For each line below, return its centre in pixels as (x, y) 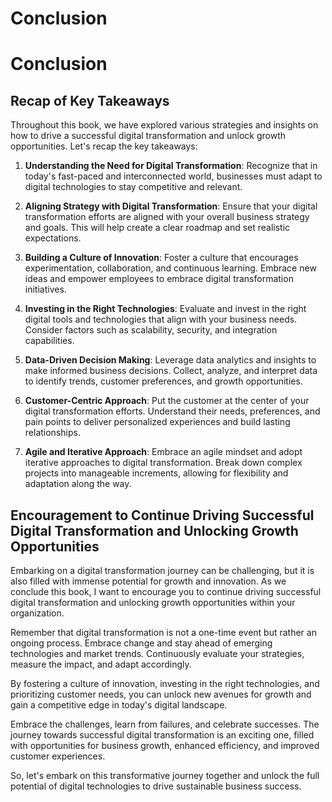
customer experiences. (58, 756)
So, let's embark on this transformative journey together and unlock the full (165, 775)
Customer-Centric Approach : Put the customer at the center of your (167, 401)
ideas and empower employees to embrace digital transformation (159, 279)
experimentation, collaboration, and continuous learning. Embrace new (170, 268)
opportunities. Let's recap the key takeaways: (104, 146)
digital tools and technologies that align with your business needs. (161, 319)
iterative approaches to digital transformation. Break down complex (163, 463)
